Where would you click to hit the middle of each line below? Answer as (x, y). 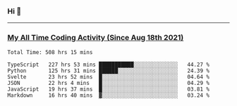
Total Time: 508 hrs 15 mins (50, 52)
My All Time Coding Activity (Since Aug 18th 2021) (96, 38)
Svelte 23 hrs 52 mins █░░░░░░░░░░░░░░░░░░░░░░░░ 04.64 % (109, 77)
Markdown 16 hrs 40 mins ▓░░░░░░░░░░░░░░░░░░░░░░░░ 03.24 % (109, 95)
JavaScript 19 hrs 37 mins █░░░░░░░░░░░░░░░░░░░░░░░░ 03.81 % (109, 89)
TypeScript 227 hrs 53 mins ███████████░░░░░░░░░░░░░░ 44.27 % (109, 65)
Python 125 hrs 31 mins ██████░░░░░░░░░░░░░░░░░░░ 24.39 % (109, 71)
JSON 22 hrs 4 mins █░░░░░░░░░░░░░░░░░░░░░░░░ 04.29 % (109, 83)
